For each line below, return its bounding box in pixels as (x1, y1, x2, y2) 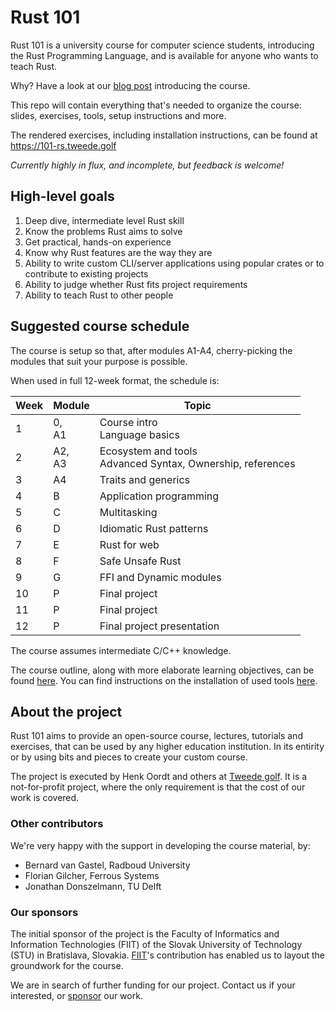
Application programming (99, 489, 220, 503)
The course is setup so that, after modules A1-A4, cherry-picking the (10, 344, 293, 356)
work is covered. (10, 792, 80, 804)
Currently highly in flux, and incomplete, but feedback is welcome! (10, 159, 285, 171)
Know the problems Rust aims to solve (24, 225, 183, 237)
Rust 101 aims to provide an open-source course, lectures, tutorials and (10, 730, 303, 742)
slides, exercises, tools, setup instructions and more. (10, 109, 227, 121)
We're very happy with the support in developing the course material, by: (10, 839, 311, 851)
